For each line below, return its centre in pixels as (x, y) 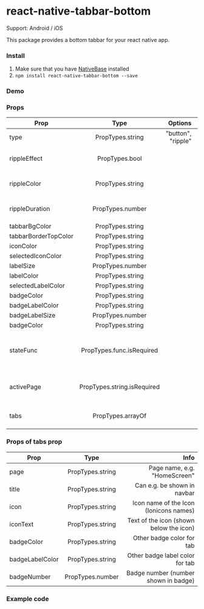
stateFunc (24, 350)
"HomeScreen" (173, 475)
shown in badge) (171, 580)
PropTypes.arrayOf (120, 416)
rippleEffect (26, 158)
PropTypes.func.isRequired (120, 350)
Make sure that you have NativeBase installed (72, 69)
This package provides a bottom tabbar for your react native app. (88, 40)
